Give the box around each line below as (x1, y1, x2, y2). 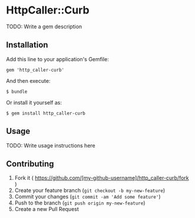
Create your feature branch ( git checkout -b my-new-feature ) (14, 187, 166, 194)
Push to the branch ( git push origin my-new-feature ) (14, 199, 146, 206)
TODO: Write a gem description (6, 23, 82, 30)
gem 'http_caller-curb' (6, 67, 65, 73)
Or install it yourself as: (6, 99, 62, 106)
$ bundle (6, 89, 28, 95)
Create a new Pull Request (14, 206, 80, 213)
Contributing (6, 159, 54, 169)
